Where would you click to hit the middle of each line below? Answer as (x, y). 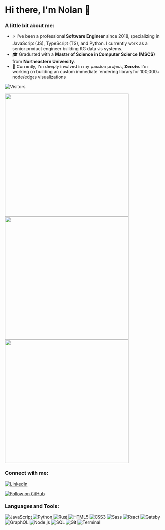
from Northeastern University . (44, 62)
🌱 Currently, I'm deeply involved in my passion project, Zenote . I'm (80, 66)
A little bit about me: (30, 26)
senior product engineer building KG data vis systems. (67, 49)
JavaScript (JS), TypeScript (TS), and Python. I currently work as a (80, 43)
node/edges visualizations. (40, 77)
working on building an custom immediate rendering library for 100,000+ (86, 72)
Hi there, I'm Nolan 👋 (48, 10)
